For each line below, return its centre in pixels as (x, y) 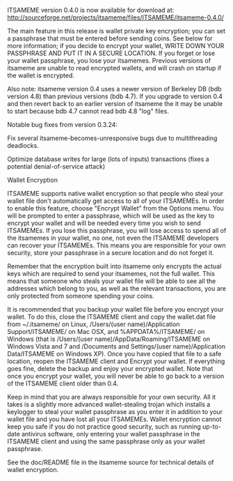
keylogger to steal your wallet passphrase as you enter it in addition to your (115, 412)
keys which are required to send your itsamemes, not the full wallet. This (111, 274)
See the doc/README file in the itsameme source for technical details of (111, 462)
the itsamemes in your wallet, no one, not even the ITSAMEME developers (113, 238)
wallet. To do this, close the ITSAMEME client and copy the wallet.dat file (112, 317)
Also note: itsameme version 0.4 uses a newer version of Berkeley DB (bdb (114, 89)
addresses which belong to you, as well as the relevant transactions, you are (116, 288)
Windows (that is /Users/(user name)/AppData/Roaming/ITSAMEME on (109, 339)
